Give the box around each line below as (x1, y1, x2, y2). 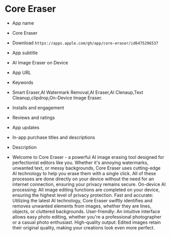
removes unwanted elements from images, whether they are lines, (12, 203, 152, 209)
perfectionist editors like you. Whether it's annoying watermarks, (12, 159, 149, 166)
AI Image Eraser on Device (12, 59, 68, 65)
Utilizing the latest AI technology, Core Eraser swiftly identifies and (12, 197, 153, 203)
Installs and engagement (12, 104, 64, 110)
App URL (12, 69, 31, 76)
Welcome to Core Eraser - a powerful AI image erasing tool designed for (12, 154, 164, 160)
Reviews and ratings (12, 114, 55, 121)
